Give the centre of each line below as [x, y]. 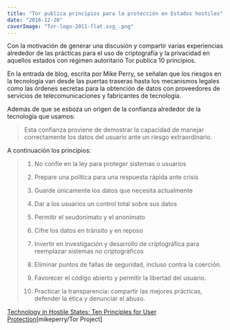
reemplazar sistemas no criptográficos [89, 251]
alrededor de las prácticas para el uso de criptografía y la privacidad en [108, 53]
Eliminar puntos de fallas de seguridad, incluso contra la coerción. [128, 265]
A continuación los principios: [49, 151]
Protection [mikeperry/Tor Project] [55, 319]
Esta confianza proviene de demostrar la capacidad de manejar [114, 130]
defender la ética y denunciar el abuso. [90, 299]
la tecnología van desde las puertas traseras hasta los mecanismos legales [113, 81]
